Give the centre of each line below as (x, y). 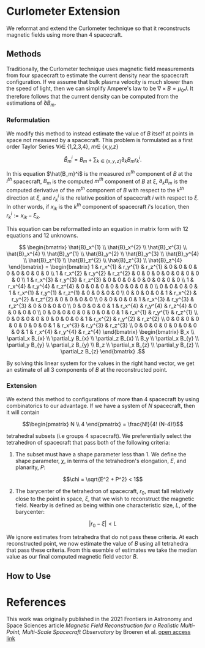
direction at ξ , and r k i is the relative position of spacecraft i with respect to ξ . (102, 198)
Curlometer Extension (63, 11)
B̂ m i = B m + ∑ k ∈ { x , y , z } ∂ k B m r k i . (103, 160)
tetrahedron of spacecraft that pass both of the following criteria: (88, 442)
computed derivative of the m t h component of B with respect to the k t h (95, 190)
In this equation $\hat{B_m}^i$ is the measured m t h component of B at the (99, 173)
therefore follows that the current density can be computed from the (92, 96)
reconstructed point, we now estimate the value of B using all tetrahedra (97, 544)
